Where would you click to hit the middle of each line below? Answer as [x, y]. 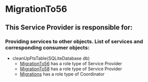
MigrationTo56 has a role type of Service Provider [71, 63]
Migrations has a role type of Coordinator [62, 74]
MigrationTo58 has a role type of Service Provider [71, 69]
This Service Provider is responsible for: [69, 27]
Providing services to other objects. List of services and [74, 41]
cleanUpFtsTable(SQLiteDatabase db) [51, 58]
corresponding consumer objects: [47, 47]
